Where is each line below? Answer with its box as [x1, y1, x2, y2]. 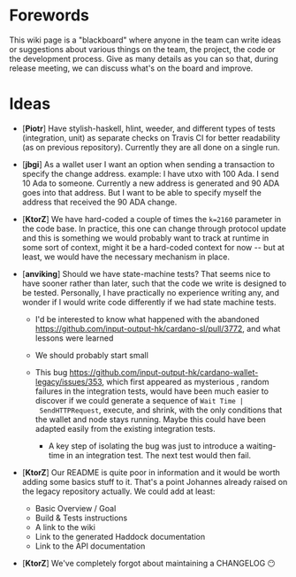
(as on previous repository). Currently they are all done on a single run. [21, 142, 280, 152]
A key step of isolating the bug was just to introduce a [48, 440, 245, 451]
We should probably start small [34, 350, 148, 360]
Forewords [9, 5, 90, 26]
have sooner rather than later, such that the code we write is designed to [21, 278, 287, 288]
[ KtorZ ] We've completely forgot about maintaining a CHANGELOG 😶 [21, 558, 276, 568]
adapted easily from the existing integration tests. [34, 423, 216, 434]
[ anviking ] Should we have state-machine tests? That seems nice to [21, 268, 271, 279]
